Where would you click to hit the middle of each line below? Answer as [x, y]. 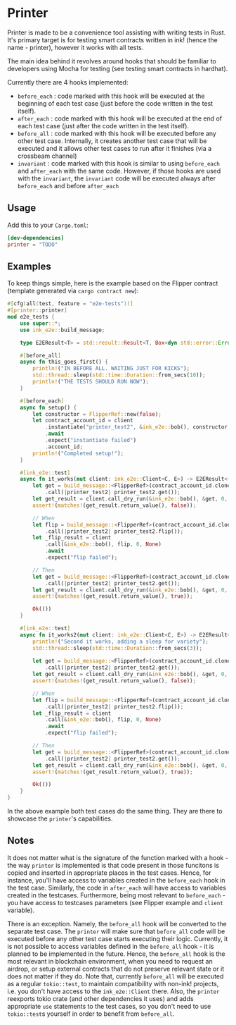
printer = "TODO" [33, 245]
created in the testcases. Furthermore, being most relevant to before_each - [117, 895]
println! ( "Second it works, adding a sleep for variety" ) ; [121, 642]
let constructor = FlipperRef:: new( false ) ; [97, 414]
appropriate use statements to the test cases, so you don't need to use [109, 1006]
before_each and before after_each [68, 185]
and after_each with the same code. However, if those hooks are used [119, 171]
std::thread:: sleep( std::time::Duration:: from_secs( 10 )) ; [119, 375]
